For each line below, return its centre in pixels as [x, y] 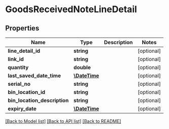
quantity [18, 67]
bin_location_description [38, 100]
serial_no [19, 84]
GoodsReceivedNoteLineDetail [71, 9]
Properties [22, 28]
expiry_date [22, 109]
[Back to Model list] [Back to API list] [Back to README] [63, 121]
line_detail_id [24, 51]
